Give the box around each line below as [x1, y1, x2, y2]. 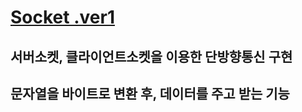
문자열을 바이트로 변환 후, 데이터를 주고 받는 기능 [10, 85, 290, 102]
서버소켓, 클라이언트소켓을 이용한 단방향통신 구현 [10, 48, 293, 65]
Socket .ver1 [10, 6, 115, 29]
